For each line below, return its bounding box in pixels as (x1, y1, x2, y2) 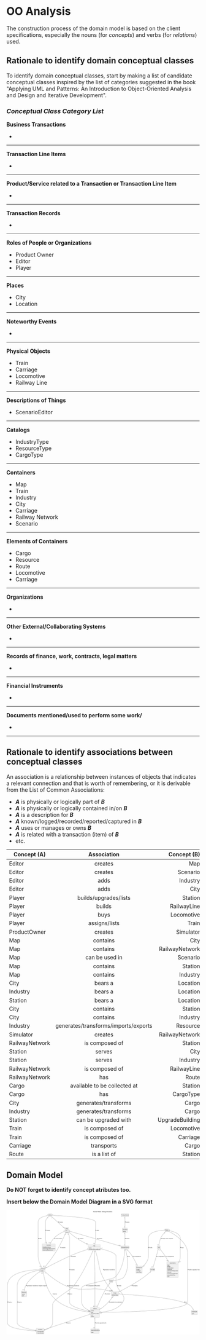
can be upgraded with (76, 1116, 132, 1124)
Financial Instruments (6, 682, 63, 690)
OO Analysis (6, 4, 72, 18)
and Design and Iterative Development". (6, 91, 107, 99)
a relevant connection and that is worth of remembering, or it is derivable (6, 779, 191, 787)
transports (91, 1141, 118, 1149)
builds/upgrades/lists (77, 894, 131, 901)
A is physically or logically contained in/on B (15, 804, 128, 812)
